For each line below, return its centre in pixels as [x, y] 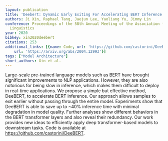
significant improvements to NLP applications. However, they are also [77, 80]
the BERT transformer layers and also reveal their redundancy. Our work [79, 117]
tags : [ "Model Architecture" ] [37, 56]
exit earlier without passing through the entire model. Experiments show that [84, 101]
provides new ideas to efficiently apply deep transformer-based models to [82, 123]
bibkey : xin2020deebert [30, 38]
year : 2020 [16, 33]
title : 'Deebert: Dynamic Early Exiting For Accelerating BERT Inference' [85, 14]
